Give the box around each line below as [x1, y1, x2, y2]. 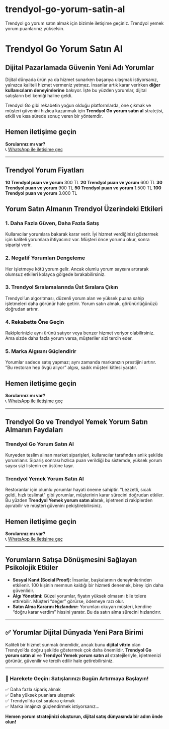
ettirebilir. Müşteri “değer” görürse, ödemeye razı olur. [12, 598, 125, 604]
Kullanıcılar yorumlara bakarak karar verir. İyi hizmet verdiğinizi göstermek [5, 231, 158, 237]
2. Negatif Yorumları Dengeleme [5, 254, 86, 261]
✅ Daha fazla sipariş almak [5, 686, 61, 692]
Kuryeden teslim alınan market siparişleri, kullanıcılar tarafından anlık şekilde [5, 452, 163, 458]
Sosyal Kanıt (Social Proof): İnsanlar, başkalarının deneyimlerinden [12, 576, 152, 582]
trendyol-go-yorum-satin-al [5, 4, 125, 15]
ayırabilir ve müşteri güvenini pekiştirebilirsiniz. [5, 502, 102, 509]
